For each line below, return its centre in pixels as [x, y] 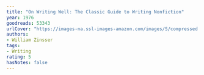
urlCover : [19, 29]
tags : [13, 46]
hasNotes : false [27, 62]
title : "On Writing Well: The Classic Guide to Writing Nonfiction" [95, 12]
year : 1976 [20, 18]
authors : [17, 34]
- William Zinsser [30, 40]
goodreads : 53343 [28, 23]
